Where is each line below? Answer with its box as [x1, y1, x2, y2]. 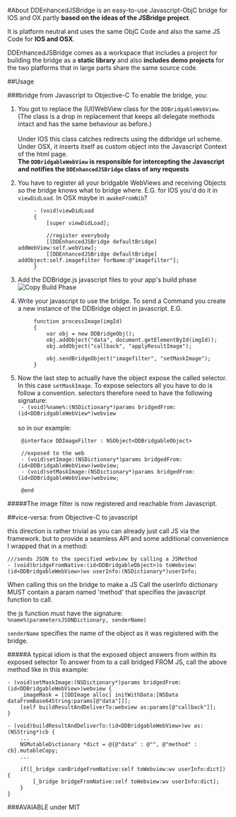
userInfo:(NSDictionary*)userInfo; [93, 568, 198, 575]
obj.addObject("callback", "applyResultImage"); [46, 343, 192, 350]
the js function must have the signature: [7, 609, 123, 617]
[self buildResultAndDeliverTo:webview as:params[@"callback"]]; [20, 704, 217, 711]
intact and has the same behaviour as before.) [17, 120, 152, 128]
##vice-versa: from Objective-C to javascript [7, 513, 138, 521]
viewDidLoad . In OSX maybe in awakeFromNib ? [17, 194, 148, 202]
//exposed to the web [20, 450, 85, 457]
